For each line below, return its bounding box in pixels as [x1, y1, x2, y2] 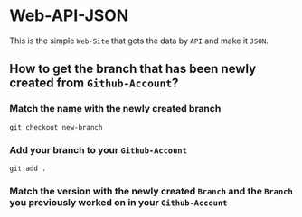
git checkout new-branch [9, 122, 103, 131]
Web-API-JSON [9, 5, 129, 26]
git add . [9, 164, 47, 173]
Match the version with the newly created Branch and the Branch [9, 185, 294, 197]
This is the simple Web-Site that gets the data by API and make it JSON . [9, 35, 269, 46]
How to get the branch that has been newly [9, 61, 257, 77]
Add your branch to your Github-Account [9, 143, 188, 156]
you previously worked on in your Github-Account [9, 195, 228, 208]
